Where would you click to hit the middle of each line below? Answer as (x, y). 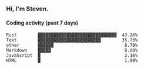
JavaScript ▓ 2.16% (72, 56)
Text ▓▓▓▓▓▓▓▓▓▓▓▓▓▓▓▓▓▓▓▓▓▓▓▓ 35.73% (72, 40)
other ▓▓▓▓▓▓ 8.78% (72, 46)
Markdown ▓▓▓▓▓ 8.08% (72, 51)
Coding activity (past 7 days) (42, 23)
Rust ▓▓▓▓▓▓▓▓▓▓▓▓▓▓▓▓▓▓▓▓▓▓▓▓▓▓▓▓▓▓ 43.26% (72, 35)
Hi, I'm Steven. (27, 9)
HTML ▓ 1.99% (72, 61)
